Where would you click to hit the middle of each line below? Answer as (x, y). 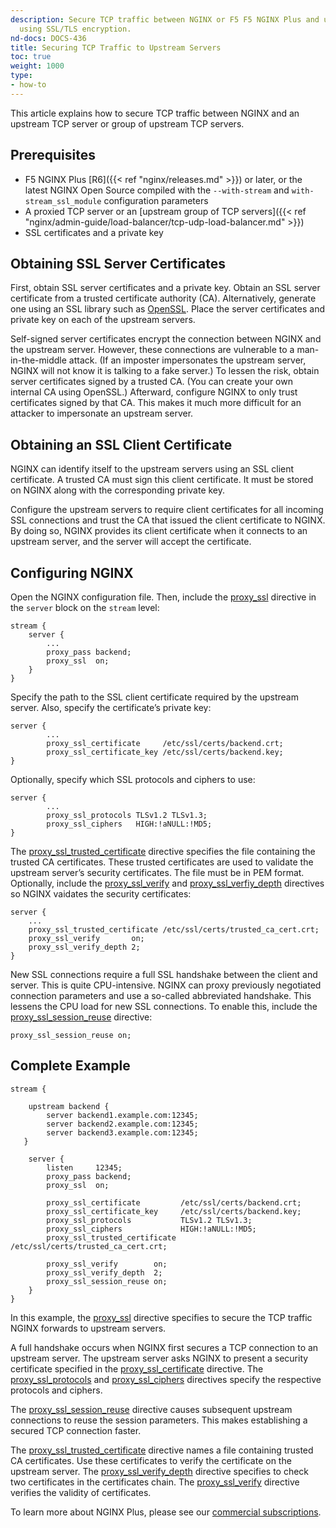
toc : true (31, 57)
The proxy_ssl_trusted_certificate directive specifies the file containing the (163, 851)
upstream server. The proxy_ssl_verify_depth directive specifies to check (160, 1471)
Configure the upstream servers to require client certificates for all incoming (167, 510)
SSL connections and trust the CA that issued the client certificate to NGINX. (168, 520)
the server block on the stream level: (85, 607)
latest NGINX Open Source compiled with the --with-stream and (157, 190)
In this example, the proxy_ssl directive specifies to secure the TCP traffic (161, 1317)
